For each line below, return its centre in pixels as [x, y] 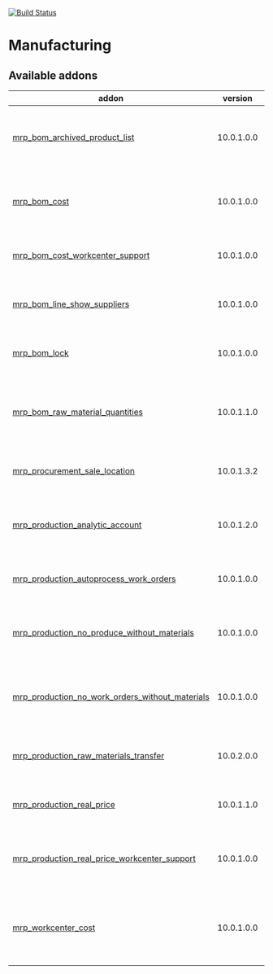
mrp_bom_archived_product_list [74, 137]
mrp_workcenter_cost [54, 928]
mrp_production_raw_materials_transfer [89, 756]
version [238, 98]
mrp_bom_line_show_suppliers [71, 304]
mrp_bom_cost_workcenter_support [81, 255]
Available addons [53, 75]
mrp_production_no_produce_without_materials [104, 633]
